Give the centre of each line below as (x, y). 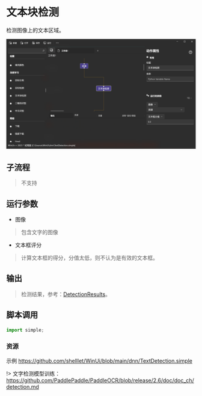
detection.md (23, 386)
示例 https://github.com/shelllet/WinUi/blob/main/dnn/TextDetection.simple (99, 360)
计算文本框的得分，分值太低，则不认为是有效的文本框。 (89, 258)
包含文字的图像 (39, 232)
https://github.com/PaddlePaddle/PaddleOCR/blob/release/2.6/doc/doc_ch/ (100, 380)
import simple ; (25, 330)
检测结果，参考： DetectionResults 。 (66, 294)
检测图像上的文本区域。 (35, 30)
